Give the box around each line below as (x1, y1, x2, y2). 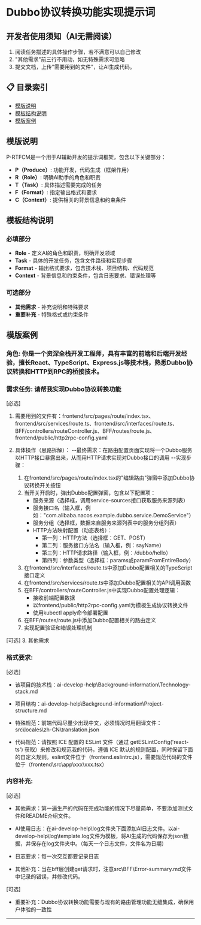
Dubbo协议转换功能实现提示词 (6, 5, 156, 19)
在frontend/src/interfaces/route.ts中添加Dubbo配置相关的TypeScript (23, 564, 193, 571)
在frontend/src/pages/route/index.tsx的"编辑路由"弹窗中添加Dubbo (23, 474, 190, 481)
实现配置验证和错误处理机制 (23, 624, 93, 631)
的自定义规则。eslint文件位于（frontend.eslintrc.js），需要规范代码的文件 (14, 753, 193, 760)
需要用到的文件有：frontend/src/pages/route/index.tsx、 (14, 412, 154, 420)
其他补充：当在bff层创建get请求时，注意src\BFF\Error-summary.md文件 (14, 865, 192, 872)
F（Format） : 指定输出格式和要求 (14, 188, 98, 195)
